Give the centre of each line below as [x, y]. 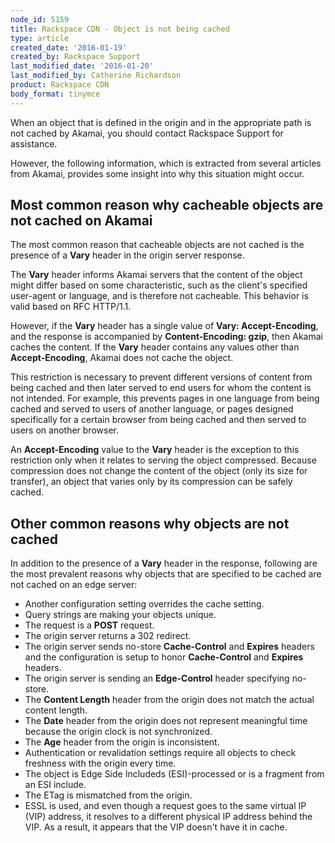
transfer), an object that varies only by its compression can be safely [151, 482]
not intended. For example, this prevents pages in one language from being [165, 398]
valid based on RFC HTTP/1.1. [71, 307]
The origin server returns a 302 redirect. [108, 636]
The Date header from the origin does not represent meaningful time [166, 721]
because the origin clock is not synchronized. [118, 732]
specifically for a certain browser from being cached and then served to [158, 420]
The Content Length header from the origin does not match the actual [169, 700]
